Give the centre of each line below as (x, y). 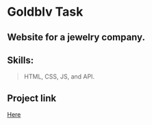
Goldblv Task (45, 12)
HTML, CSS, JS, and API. (59, 77)
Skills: (21, 60)
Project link (32, 98)
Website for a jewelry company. (76, 37)
